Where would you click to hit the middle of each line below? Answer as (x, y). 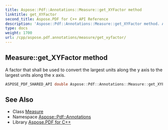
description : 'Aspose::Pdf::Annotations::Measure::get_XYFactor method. (82, 24)
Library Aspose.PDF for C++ (42, 122)
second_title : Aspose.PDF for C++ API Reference (57, 19)
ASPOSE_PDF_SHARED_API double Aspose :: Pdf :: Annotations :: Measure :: (77, 84)
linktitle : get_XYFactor (31, 14)
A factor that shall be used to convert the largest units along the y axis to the (84, 70)
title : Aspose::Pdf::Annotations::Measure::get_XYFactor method (73, 10)
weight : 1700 (19, 33)
